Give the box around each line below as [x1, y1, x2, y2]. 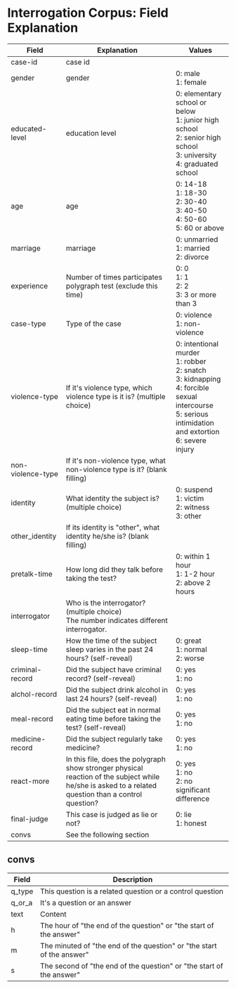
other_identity [11, 531, 57, 541]
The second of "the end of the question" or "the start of [39, 961, 223, 971]
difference [175, 794, 210, 804]
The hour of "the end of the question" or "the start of [39, 920, 214, 930]
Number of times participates [65, 272, 163, 282]
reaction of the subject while [65, 771, 160, 781]
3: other [175, 511, 202, 520]
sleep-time [11, 644, 48, 654]
